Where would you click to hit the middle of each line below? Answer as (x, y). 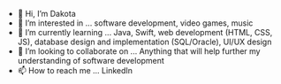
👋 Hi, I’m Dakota (47, 14)
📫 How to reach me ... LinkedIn (75, 70)
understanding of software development (91, 61)
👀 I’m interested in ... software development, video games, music (135, 23)
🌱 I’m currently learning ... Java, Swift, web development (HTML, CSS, (145, 32)
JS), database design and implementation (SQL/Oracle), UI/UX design (144, 42)
